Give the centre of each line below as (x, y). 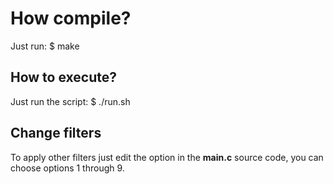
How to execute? (63, 77)
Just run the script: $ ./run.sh (70, 101)
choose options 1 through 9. (67, 168)
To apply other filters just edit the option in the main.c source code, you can (167, 157)
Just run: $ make (45, 46)
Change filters (56, 133)
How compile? (71, 18)
